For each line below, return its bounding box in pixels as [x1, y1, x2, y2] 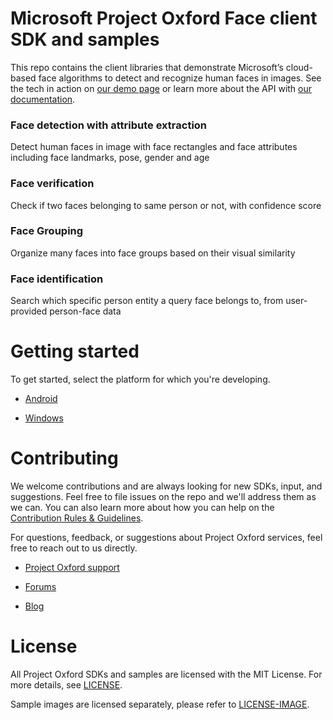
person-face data [49, 305, 122, 317]
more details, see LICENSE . [10, 678, 123, 691]
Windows [24, 412, 64, 424]
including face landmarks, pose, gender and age [10, 152, 210, 164]
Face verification [10, 177, 95, 191]
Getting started [10, 340, 140, 363]
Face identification [10, 272, 104, 286]
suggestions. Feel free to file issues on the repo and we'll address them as [10, 491, 317, 502]
